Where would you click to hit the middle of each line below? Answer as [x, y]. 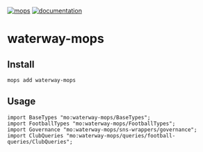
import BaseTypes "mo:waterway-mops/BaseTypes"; [79, 117]
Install [21, 64]
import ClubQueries [35, 135]
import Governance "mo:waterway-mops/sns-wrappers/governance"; [102, 129]
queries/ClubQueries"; [40, 142]
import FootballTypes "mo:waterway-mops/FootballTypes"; [91, 124]
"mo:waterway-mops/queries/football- [121, 135]
